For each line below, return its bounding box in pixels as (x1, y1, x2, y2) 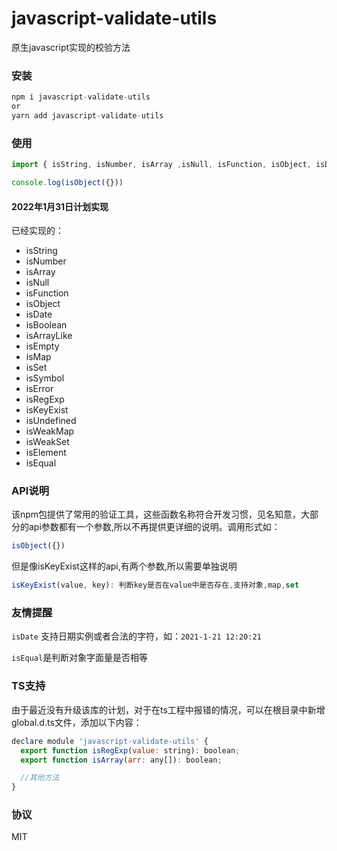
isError (25, 383, 54, 395)
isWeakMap (25, 425, 75, 437)
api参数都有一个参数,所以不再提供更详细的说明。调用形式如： (28, 521, 281, 533)
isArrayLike (25, 330, 73, 342)
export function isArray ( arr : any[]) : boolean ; (20, 755, 223, 765)
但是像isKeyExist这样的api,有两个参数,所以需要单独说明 (11, 560, 238, 572)
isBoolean (25, 319, 68, 331)
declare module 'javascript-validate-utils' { (11, 736, 209, 746)
